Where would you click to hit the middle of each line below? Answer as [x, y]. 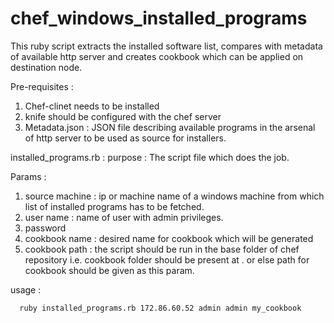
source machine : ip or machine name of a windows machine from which [174, 196]
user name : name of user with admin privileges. [124, 217]
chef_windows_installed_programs [159, 18]
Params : [28, 176]
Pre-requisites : [42, 86]
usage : [26, 289]
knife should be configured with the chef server [123, 116]
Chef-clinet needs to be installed [92, 106]
